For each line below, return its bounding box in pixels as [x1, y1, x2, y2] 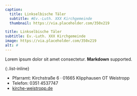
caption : [5, 7, 23, 12]
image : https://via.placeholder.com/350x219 [5, 38, 97, 44]
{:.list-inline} [5, 65, 30, 71]
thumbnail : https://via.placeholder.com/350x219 [9, 20, 110, 26]
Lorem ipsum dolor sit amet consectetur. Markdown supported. [5, 56, 133, 62]
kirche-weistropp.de [12, 85, 53, 91]
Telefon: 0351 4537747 [12, 80, 58, 86]
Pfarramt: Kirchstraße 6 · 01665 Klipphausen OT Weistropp [12, 75, 130, 80]
